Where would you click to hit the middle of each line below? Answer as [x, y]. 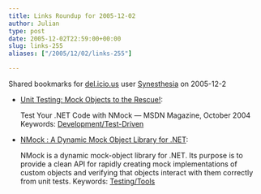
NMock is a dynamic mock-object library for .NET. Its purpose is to [131, 155]
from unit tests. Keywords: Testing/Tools [88, 181]
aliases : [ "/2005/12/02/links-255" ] [70, 54]
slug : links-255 [36, 46]
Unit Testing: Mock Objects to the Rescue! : [92, 99]
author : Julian [34, 24]
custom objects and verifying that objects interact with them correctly [137, 172]
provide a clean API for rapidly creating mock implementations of [128, 164]
